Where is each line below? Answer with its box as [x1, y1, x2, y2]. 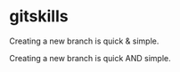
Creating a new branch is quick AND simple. [9, 52, 171, 63]
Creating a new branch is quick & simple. [9, 36, 160, 46]
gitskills [9, 6, 69, 27]
